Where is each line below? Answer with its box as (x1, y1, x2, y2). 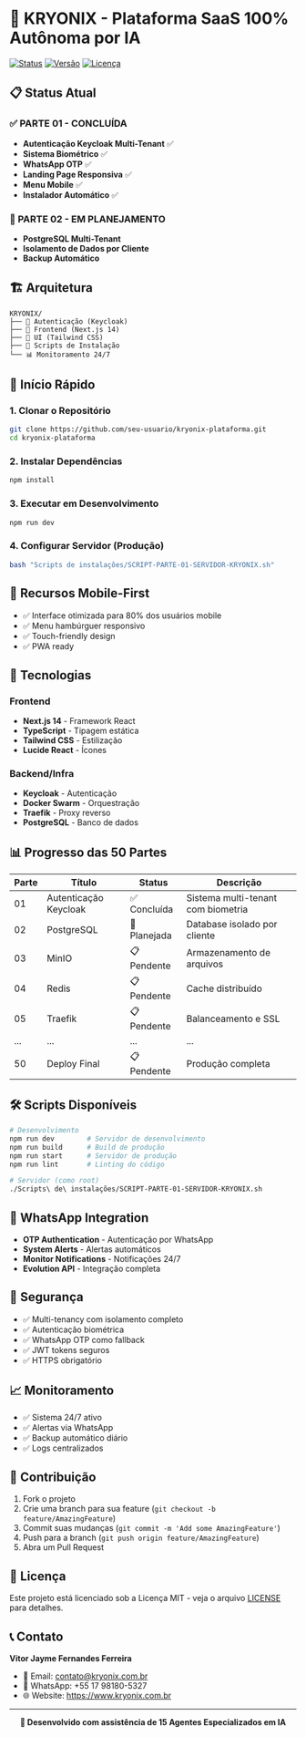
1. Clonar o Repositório (9, 405, 111, 418)
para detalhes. (9, 1602, 64, 1613)
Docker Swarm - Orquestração (22, 798, 140, 809)
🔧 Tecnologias (9, 667, 92, 683)
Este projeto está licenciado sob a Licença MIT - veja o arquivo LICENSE (9, 1593, 281, 1604)
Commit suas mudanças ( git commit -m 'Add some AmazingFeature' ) (22, 1523, 280, 1534)
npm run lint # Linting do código (9, 1160, 166, 1169)
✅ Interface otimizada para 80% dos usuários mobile (22, 610, 222, 621)
